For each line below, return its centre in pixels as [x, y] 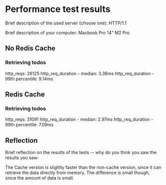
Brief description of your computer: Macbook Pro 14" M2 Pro [68, 32]
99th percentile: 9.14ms [29, 79]
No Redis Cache [30, 48]
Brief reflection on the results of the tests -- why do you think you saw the [81, 153]
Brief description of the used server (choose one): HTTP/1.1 [66, 23]
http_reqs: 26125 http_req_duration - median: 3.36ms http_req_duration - [80, 73]
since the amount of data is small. [40, 178]
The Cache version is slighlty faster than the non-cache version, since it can [83, 168]
